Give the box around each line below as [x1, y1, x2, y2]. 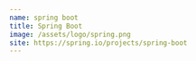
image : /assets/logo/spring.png [9, 30, 131, 39]
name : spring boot [9, 13, 79, 22]
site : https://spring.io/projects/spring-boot [9, 38, 188, 48]
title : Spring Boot [9, 22, 83, 30]
